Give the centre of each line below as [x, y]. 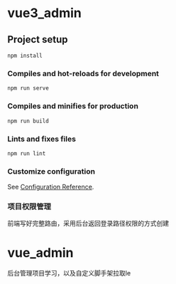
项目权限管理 [29, 206]
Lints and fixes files [42, 139]
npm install [25, 56]
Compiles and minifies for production [73, 106]
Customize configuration [51, 171]
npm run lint [27, 153]
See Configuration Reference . [51, 187]
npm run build [28, 121]
